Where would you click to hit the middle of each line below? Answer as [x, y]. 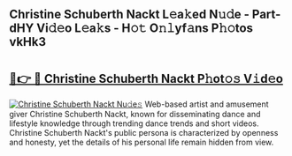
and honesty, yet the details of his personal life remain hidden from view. [142, 142]
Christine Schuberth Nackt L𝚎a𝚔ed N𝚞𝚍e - [130, 15]
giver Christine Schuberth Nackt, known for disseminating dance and [135, 114]
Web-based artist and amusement [207, 104]
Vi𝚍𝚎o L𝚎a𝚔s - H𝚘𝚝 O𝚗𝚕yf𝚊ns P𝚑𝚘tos [145, 29]
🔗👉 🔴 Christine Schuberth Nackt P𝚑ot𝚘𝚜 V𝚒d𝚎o [146, 78]
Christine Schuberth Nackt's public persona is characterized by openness [144, 133]
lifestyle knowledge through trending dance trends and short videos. [134, 123]
